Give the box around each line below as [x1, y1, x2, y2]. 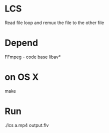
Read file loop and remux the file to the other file [4, 20, 104, 26]
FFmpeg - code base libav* [4, 54, 61, 60]
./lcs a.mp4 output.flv [4, 122, 49, 128]
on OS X [4, 71, 39, 83]
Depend [4, 37, 38, 49]
